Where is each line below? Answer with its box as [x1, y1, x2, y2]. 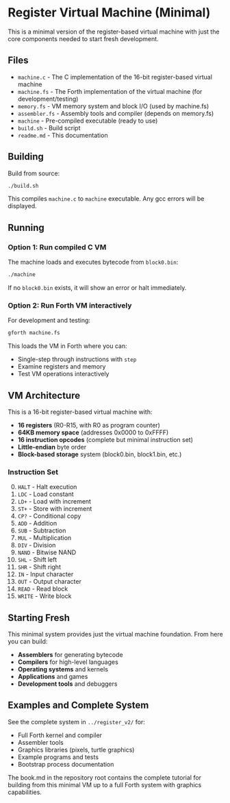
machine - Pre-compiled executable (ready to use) [17, 116, 158, 125]
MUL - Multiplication [17, 534, 72, 542]
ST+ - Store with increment [17, 505, 92, 513]
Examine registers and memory [17, 362, 106, 371]
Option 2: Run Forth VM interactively [8, 300, 132, 310]
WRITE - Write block [17, 592, 72, 600]
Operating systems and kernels [17, 665, 109, 674]
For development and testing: [8, 317, 91, 325]
